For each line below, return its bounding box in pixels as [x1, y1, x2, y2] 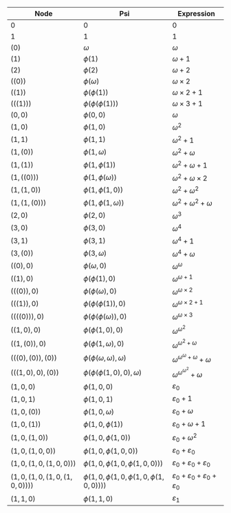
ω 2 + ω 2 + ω [172, 197, 212, 208]
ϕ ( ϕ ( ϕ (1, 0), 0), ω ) [83, 368, 142, 378]
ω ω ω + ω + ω [172, 352, 212, 364]
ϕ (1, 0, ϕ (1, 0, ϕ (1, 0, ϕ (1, [83, 472, 165, 481]
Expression [177, 9, 215, 18]
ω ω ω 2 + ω [172, 365, 203, 380]
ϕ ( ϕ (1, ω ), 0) [83, 339, 125, 349]
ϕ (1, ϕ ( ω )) [83, 172, 117, 182]
